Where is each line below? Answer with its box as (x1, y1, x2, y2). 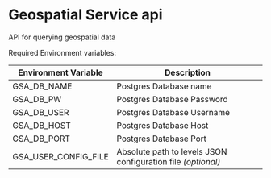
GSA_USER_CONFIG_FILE (12, 151, 109, 162)
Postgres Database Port (116, 133, 207, 144)
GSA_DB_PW (12, 93, 62, 105)
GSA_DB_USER (12, 106, 69, 118)
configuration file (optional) (116, 155, 221, 167)
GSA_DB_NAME (12, 81, 73, 92)
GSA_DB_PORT (12, 133, 71, 144)
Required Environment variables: (8, 48, 117, 57)
